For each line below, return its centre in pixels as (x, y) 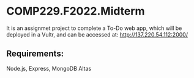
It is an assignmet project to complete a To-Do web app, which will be (94, 28)
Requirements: (35, 54)
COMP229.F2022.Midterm (76, 11)
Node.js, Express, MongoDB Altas (49, 68)
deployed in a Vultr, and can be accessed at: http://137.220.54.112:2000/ (97, 34)
